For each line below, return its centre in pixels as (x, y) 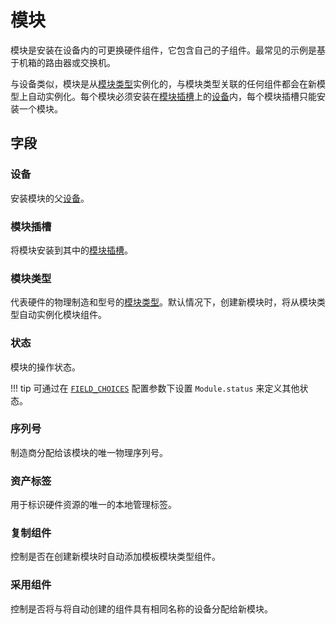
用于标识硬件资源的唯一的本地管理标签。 (93, 505)
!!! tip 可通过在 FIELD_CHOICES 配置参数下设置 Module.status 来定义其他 (155, 388)
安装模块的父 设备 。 (50, 198)
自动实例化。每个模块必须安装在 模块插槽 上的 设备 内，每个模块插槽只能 (172, 96)
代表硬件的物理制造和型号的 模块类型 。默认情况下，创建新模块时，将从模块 (163, 302)
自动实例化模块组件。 (62, 315)
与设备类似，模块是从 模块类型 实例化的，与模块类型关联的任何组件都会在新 (163, 83)
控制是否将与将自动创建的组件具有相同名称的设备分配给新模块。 (141, 608)
